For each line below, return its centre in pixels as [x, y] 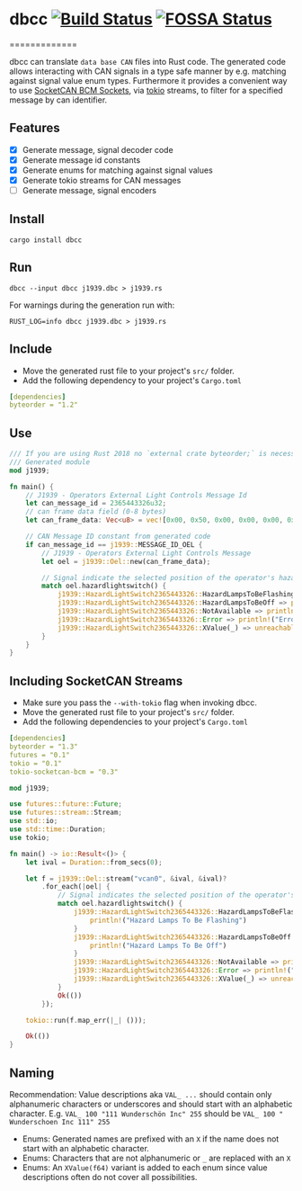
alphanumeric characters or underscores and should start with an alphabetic [151, 1104]
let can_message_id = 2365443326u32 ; [96, 504]
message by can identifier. [58, 100]
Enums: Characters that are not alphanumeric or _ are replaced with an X [156, 1158]
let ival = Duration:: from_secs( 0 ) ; [94, 862]
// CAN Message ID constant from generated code [118, 537]
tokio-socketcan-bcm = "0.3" [64, 772]
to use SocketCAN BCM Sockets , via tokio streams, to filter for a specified [146, 90]
